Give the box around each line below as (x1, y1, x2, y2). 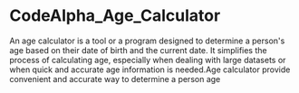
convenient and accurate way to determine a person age (9, 73, 221, 84)
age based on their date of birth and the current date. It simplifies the (9, 44, 267, 55)
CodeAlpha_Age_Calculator (9, 5, 221, 26)
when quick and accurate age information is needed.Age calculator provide (9, 64, 291, 75)
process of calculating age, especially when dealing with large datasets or (9, 54, 286, 65)
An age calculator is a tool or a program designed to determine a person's (9, 35, 285, 46)
